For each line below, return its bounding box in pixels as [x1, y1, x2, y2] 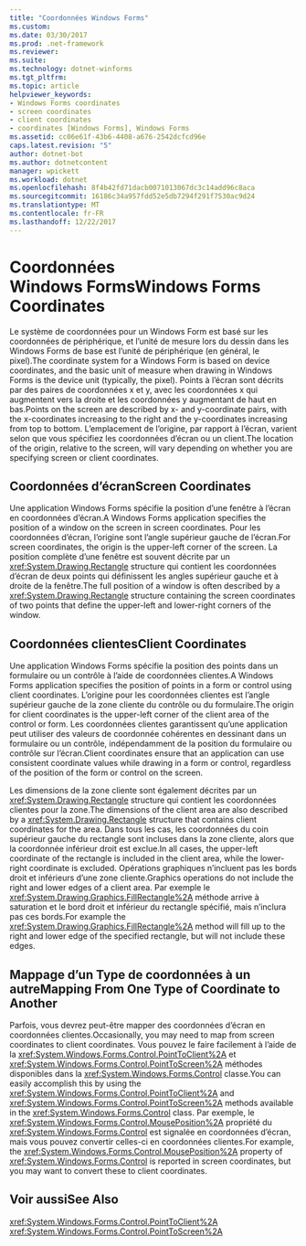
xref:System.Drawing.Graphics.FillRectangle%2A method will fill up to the [9, 921, 286, 932]
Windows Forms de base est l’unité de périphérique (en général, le [9, 345, 260, 357]
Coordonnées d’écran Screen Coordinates [9, 478, 251, 494]
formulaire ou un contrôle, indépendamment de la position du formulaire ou [9, 738, 292, 750]
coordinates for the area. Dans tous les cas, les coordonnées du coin [9, 824, 269, 835]
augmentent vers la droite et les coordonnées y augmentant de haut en [9, 394, 277, 405]
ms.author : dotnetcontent [9, 157, 108, 167]
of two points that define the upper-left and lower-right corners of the [9, 600, 271, 611]
